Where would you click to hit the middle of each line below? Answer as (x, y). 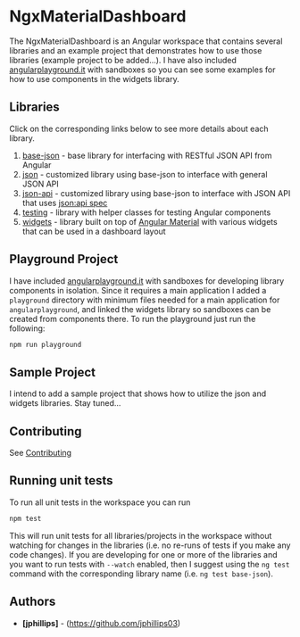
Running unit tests (61, 480)
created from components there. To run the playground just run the (133, 318)
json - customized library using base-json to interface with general (145, 174)
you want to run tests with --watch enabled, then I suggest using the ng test (150, 564)
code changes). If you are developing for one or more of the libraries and (144, 554)
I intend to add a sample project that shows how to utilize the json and (138, 393)
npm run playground (46, 344)
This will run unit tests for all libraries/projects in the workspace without (141, 535)
